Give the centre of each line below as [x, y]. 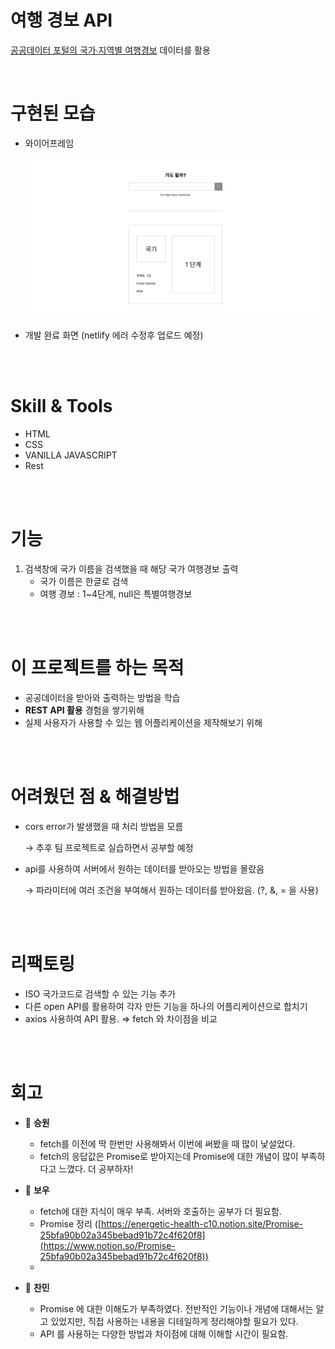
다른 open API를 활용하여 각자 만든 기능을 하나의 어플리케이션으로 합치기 [166, 1006]
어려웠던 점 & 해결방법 [95, 796]
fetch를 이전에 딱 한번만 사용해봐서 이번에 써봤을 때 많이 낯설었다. [167, 1143]
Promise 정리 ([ [70, 1223]
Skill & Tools [61, 406]
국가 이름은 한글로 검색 [84, 581]
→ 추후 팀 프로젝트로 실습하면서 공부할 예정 [109, 847]
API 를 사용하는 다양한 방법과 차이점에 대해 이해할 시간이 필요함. [164, 1333]
